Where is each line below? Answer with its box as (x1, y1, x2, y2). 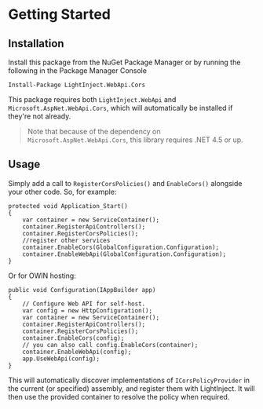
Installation (8, 37, 64, 50)
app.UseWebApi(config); (22, 355, 100, 363)
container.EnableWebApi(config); (22, 348, 132, 356)
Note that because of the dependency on (27, 127, 161, 136)
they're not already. (8, 111, 71, 121)
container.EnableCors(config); (22, 334, 125, 342)
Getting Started (8, 5, 111, 24)
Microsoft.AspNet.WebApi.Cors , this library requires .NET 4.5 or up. (27, 135, 243, 144)
